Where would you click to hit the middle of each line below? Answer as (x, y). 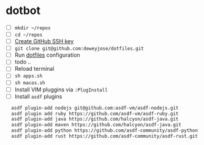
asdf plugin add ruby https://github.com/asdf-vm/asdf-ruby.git (95, 113)
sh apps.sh (28, 76)
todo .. (23, 62)
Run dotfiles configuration (47, 55)
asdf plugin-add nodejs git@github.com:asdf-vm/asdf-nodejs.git (95, 108)
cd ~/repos (28, 35)
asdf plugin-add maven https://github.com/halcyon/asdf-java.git (96, 125)
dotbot (23, 11)
